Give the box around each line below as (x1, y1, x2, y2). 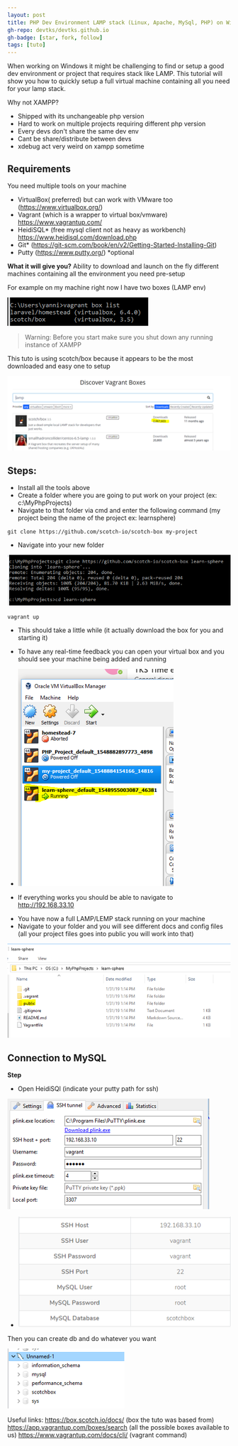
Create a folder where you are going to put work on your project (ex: (17, 491, 217, 500)
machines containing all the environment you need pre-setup (7, 269, 186, 278)
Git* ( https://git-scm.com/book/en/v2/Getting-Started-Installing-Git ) (17, 240, 217, 249)
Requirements (7, 163, 71, 175)
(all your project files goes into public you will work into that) (17, 930, 194, 938)
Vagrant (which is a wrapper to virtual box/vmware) (17, 210, 168, 219)
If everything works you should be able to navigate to (17, 893, 174, 902)
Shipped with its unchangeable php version (17, 112, 144, 121)
